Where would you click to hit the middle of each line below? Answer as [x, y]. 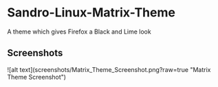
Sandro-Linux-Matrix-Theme [91, 13]
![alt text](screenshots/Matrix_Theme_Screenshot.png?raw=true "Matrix [109, 69]
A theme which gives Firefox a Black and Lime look [79, 32]
